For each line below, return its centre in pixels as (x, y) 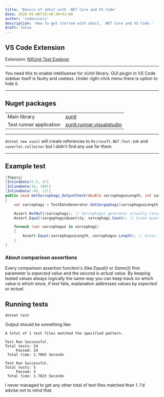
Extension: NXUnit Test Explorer (37, 59)
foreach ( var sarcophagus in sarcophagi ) (56, 227)
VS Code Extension (35, 48)
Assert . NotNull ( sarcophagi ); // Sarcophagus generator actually (81, 213)
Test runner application (34, 124)
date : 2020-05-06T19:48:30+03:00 (39, 14)
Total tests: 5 (20, 367)
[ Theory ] (14, 178)
